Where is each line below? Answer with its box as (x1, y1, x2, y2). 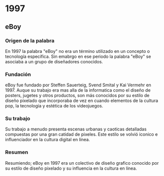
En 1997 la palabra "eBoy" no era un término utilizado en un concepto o (5, 48, 150, 54)
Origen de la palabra (5, 37, 55, 44)
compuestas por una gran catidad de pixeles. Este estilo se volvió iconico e (5, 131, 158, 137)
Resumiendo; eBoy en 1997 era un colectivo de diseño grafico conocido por (5, 160, 159, 166)
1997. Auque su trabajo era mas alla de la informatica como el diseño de (5, 87, 151, 93)
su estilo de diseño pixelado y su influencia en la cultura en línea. (5, 165, 137, 171)
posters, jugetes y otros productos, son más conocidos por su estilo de (5, 93, 150, 99)
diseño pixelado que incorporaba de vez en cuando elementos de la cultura (5, 98, 159, 103)
